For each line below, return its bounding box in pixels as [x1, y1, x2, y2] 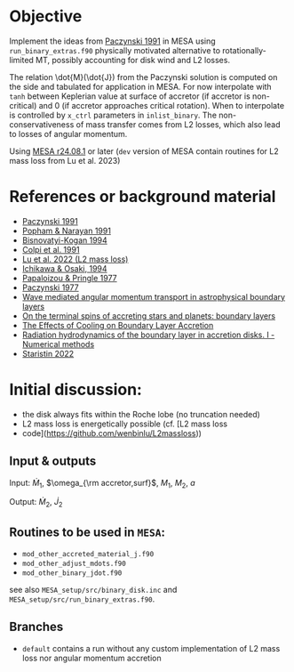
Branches [9, 619, 64, 635]
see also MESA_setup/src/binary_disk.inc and [9, 585, 178, 595]
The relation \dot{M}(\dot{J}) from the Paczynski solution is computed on [9, 71, 278, 82]
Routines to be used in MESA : [9, 524, 166, 539]
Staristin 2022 [21, 348, 75, 359]
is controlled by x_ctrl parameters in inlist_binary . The [9, 109, 218, 120]
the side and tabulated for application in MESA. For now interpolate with [9, 81, 273, 92]
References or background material [9, 187, 276, 206]
